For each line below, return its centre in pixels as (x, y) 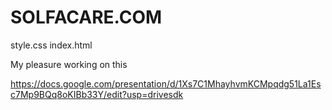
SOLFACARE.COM (86, 17)
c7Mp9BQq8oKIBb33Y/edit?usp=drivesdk (97, 94)
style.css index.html (51, 45)
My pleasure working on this (69, 64)
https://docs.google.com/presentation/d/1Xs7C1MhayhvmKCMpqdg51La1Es (166, 83)
